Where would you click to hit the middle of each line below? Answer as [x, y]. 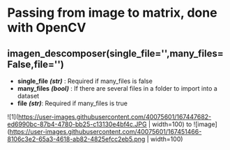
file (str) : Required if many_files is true [72, 103]
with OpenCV [47, 28]
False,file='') [36, 64]
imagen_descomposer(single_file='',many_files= [116, 53]
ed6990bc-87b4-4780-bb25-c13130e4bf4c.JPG [77, 124]
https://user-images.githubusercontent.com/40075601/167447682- [115, 117]
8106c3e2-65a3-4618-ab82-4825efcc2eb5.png [76, 139]
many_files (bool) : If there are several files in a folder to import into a [117, 88]
